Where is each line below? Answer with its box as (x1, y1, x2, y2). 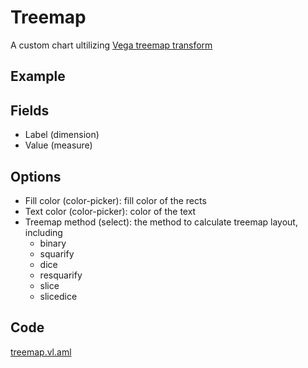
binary (39, 237, 67, 249)
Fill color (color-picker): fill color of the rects (24, 194, 207, 206)
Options (10, 168, 62, 185)
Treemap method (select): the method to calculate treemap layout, (24, 216, 298, 228)
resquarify (39, 269, 83, 281)
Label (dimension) (24, 129, 100, 141)
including (24, 226, 63, 238)
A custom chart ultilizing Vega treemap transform (10, 39, 213, 51)
